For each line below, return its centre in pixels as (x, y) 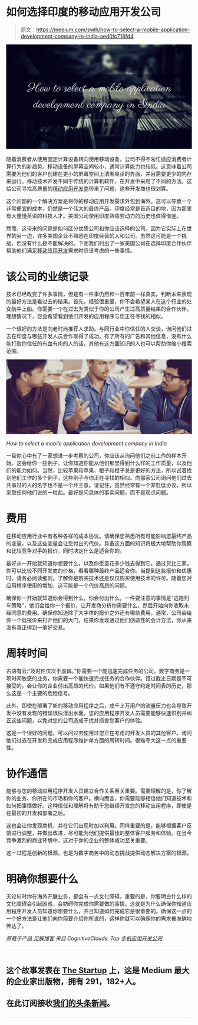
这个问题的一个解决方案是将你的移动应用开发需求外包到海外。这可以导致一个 (99, 201)
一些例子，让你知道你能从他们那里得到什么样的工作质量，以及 (112, 463)
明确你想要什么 (42, 879)
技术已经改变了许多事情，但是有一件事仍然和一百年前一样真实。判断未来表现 (99, 294)
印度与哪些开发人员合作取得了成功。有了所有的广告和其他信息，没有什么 (104, 336)
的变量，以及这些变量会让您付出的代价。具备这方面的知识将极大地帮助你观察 (99, 543)
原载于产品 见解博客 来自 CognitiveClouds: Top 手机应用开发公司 (84, 938)
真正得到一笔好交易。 (42, 627)
